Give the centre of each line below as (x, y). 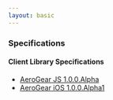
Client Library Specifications (56, 62)
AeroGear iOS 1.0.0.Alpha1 (62, 87)
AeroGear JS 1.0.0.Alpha (59, 79)
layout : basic (32, 15)
